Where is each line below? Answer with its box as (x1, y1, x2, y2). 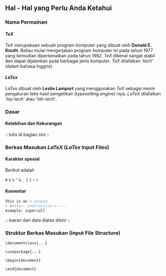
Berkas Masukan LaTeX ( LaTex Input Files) (5, 143, 110, 150)
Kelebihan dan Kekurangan (5, 121, 62, 127)
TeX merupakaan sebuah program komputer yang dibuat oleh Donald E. (5, 42, 152, 48)
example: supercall (5, 208, 46, 213)
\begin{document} (5, 258, 41, 263)
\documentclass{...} (5, 241, 48, 246)
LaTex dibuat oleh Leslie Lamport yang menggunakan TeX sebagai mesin (5, 85, 155, 91)
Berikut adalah (5, 167, 35, 173)
